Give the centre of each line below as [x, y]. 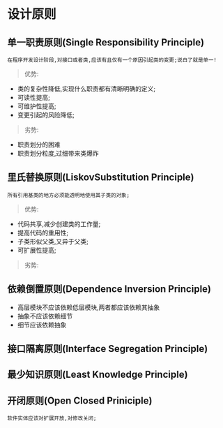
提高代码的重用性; [43, 233]
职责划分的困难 [39, 145]
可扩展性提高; [37, 250]
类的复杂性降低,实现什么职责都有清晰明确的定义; [86, 89]
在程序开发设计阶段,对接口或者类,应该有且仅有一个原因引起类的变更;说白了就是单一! [112, 60]
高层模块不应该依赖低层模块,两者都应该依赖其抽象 [89, 307]
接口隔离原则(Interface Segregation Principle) [108, 349]
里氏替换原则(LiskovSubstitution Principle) [101, 178]
